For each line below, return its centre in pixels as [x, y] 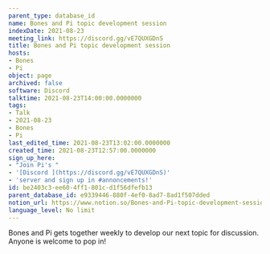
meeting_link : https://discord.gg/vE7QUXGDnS [86, 38]
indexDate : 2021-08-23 [46, 31]
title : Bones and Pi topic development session [90, 46]
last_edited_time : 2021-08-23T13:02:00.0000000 [90, 143]
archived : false [35, 83]
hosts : [19, 53]
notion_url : [28, 203]
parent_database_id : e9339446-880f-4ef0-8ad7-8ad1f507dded [109, 195]
